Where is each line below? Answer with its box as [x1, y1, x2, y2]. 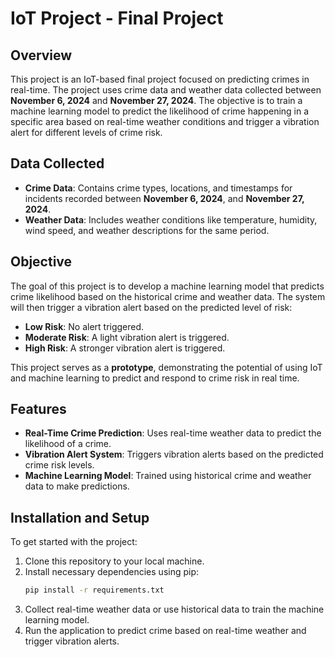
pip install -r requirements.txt [24, 585, 165, 596]
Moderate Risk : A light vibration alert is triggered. [24, 331, 230, 343]
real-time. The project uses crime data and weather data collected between [10, 84, 322, 96]
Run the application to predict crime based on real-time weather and [24, 625, 307, 637]
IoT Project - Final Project [10, 7, 224, 30]
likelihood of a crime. [24, 438, 112, 450]
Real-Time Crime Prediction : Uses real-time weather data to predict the [24, 427, 322, 439]
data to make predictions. [24, 480, 130, 492]
